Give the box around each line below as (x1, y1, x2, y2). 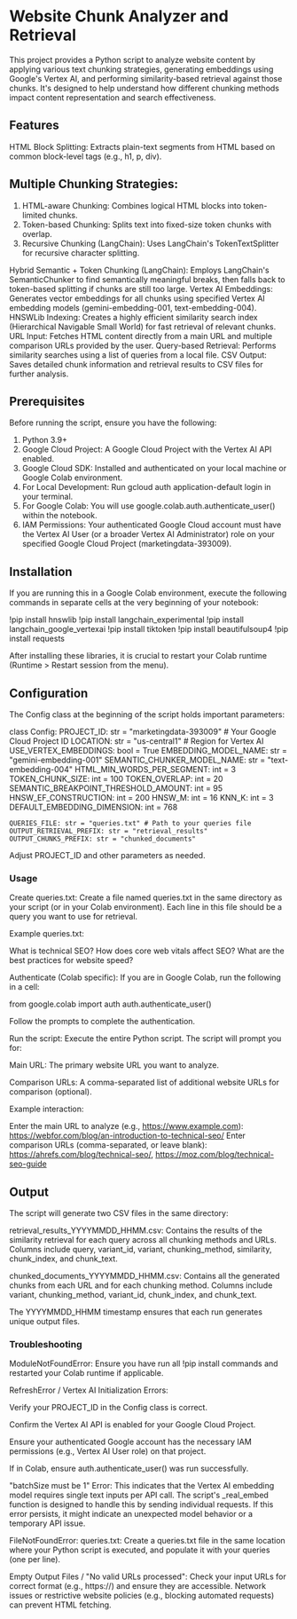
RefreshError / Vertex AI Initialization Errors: (9, 1385, 168, 1395)
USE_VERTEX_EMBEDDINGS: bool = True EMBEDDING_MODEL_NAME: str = (9, 746, 288, 755)
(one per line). (9, 1554, 60, 1565)
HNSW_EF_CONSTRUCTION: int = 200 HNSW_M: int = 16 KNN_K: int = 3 (9, 793, 274, 802)
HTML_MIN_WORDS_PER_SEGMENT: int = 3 (74, 764, 237, 774)
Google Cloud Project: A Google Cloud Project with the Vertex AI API (21, 444, 272, 454)
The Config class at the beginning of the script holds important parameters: (9, 709, 285, 720)
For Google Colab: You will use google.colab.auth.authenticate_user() (21, 501, 276, 511)
